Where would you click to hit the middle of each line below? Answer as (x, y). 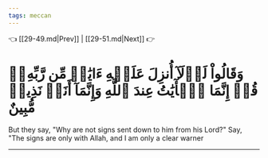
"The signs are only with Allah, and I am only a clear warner (106, 138)
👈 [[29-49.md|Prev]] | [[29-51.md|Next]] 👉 (82, 39)
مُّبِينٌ (22, 107)
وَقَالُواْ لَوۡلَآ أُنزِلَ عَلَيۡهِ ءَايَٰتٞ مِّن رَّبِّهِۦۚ (126, 73)
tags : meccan (30, 15)
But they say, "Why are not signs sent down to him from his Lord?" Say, (125, 129)
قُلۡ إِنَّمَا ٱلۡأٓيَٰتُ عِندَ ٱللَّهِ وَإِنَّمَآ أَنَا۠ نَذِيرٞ (133, 90)
